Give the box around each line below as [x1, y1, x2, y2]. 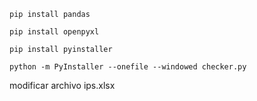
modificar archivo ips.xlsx [9, 80, 116, 91]
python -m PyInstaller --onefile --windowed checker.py [9, 62, 247, 72]
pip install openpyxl [9, 27, 100, 37]
